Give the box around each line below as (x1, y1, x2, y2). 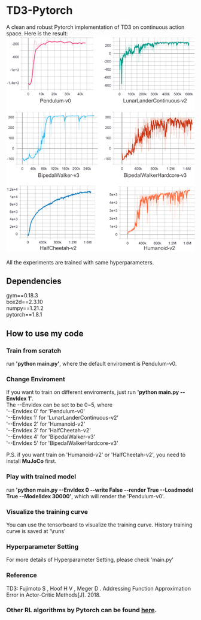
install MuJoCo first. (6, 458, 57, 465)
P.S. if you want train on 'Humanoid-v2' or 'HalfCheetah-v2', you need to (6, 451, 186, 459)
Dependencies (6, 276, 62, 286)
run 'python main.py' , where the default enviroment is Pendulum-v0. (6, 360, 177, 368)
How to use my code (6, 328, 84, 339)
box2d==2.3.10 (6, 298, 43, 306)
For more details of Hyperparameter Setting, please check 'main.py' (6, 556, 174, 564)
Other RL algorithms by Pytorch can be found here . (6, 606, 157, 615)
